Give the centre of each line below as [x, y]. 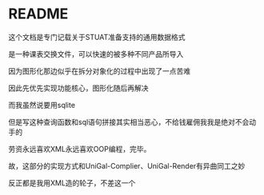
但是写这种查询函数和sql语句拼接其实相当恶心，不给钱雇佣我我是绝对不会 [129, 121]
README [38, 14]
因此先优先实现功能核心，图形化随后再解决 [78, 88]
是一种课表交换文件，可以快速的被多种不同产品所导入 [96, 54]
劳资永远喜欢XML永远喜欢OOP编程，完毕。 [80, 149]
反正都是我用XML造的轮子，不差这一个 [72, 183]
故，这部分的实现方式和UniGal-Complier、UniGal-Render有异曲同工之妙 [127, 165]
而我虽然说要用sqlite [42, 105]
